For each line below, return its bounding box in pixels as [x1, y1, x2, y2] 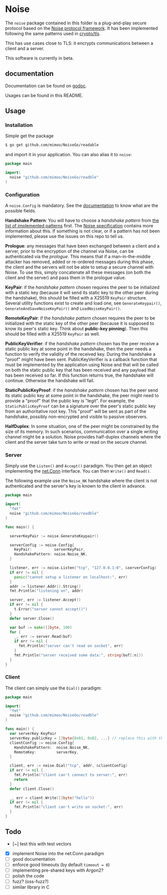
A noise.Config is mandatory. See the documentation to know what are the [5, 202, 159, 208]
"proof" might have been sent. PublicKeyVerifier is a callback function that [5, 357, 158, 363]
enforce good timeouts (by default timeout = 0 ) [12, 862, 110, 868]
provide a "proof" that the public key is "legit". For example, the [5, 398, 135, 404]
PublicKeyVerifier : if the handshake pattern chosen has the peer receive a [5, 341, 159, 347]
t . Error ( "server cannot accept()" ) [14, 607, 88, 612]
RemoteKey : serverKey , [14, 750, 79, 755]
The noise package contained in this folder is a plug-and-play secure [5, 20, 147, 26]
